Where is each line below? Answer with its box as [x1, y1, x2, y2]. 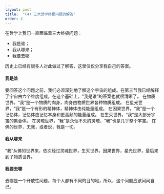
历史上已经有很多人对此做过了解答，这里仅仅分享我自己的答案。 [5, 63, 133, 69]
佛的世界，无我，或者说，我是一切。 [5, 124, 78, 129]
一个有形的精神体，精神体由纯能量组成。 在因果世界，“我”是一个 [26, 106, 155, 111]
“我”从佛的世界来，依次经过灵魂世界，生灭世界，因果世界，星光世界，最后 [5, 148, 155, 153]
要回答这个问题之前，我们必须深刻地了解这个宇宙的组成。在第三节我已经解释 [5, 87, 159, 93]
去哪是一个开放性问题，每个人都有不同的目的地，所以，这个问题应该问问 [5, 177, 150, 183]
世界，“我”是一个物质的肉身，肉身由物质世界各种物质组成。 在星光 [5, 99, 139, 105]
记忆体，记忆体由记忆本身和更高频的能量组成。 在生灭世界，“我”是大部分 [5, 111, 151, 117]
